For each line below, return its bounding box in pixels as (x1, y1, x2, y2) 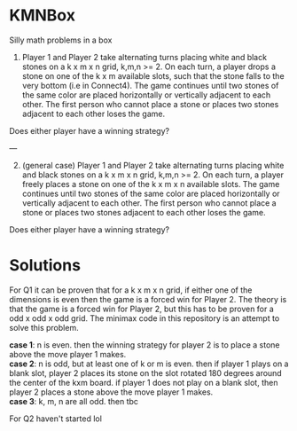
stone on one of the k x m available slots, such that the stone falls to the (21, 70, 285, 81)
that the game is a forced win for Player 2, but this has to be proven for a (9, 303, 275, 314)
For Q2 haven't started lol (9, 413, 102, 424)
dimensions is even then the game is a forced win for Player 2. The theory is (9, 294, 287, 304)
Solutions (9, 255, 82, 276)
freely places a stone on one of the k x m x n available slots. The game (21, 178, 280, 189)
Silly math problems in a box (9, 35, 113, 45)
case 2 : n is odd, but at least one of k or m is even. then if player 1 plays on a (9, 358, 289, 369)
